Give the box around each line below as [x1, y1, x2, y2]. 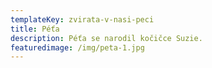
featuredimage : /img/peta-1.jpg [10, 42, 145, 53]
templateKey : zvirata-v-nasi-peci [10, 14, 155, 25]
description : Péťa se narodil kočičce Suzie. [10, 33, 203, 43]
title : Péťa [10, 24, 60, 34]
